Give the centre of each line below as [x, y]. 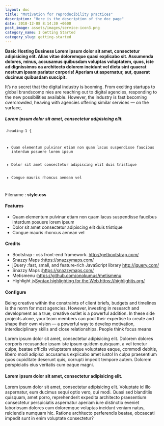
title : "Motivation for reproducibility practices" [59, 14]
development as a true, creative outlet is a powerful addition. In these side [80, 313]
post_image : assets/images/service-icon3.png [52, 28]
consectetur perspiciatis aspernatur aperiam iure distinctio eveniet [72, 403]
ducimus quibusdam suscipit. [36, 77]
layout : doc [17, 10]
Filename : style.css [26, 194]
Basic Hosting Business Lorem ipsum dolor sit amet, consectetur [72, 51]
